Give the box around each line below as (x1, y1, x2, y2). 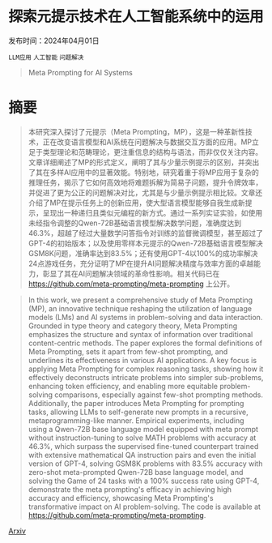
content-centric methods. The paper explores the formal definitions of (28, 338, 263, 348)
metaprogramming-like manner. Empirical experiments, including (28, 415, 244, 425)
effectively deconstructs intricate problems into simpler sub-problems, (28, 372, 264, 382)
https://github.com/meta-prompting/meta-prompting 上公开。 (28, 279, 235, 289)
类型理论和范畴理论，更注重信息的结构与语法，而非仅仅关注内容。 (42, 147, 263, 156)
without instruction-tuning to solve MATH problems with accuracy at (28, 433, 257, 443)
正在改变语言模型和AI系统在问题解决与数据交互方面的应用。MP (42, 137, 253, 147)
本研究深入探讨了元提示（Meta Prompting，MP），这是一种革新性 (28, 126, 245, 136)
